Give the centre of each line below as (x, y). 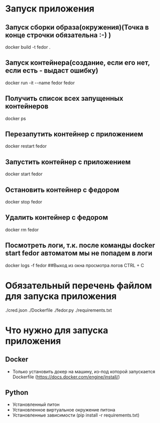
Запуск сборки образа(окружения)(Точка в (77, 27)
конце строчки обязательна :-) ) (58, 35)
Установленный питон (36, 404)
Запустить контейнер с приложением (68, 162)
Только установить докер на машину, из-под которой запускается (84, 371)
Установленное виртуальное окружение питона (64, 410)
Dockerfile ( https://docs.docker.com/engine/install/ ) (66, 377)
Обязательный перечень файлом (78, 285)
